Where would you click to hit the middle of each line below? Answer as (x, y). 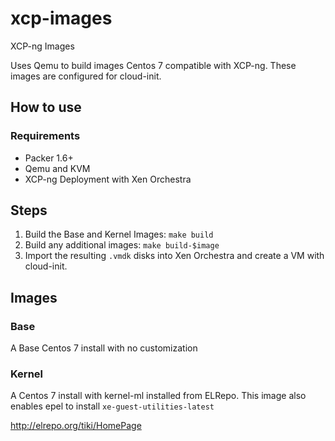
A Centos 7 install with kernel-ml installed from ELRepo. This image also (158, 396)
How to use (46, 107)
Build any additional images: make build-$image (122, 245)
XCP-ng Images (42, 46)
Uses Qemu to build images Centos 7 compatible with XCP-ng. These (153, 65)
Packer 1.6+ (49, 158)
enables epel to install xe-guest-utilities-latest (112, 406)
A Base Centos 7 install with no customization (104, 348)
